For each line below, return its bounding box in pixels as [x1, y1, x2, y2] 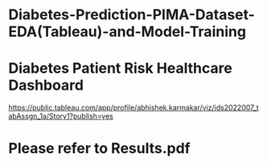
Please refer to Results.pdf [8, 139, 191, 158]
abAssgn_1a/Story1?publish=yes [8, 111, 114, 121]
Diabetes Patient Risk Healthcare [8, 59, 233, 78]
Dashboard [8, 76, 84, 95]
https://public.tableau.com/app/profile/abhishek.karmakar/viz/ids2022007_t [8, 103, 259, 113]
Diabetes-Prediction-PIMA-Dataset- [8, 6, 256, 24]
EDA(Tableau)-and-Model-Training [8, 22, 247, 41]
